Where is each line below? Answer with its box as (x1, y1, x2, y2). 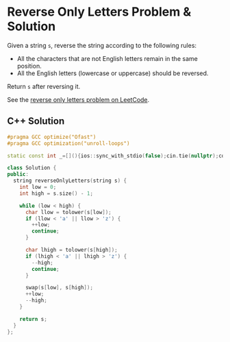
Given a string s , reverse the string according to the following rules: (7, 41, 197, 49)
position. (16, 62, 42, 70)
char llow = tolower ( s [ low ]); (25, 209, 112, 215)
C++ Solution (7, 116, 65, 127)
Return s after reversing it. (7, 82, 81, 90)
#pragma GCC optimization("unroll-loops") (7, 140, 130, 147)
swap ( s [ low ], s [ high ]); (25, 285, 94, 291)
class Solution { (7, 165, 57, 172)
